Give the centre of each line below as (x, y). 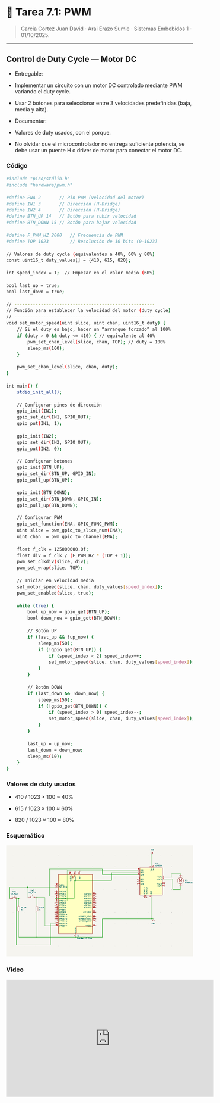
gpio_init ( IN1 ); (37, 411)
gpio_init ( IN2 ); (37, 436)
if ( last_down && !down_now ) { (66, 693)
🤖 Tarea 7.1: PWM (49, 12)
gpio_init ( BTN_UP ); (41, 468)
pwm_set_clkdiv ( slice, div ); (53, 562)
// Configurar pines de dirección (59, 405)
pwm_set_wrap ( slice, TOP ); (50, 568)
